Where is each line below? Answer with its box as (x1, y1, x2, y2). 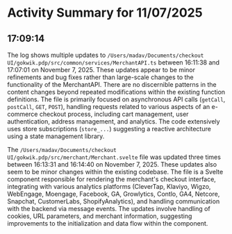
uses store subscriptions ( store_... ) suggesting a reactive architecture (7, 125, 212, 133)
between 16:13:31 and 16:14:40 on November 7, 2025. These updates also (7, 160, 217, 168)
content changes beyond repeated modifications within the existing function (7, 88, 226, 96)
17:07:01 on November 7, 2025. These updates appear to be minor (7, 66, 196, 74)
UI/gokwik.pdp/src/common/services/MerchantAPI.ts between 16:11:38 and (7, 58, 220, 67)
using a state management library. (7, 132, 105, 140)
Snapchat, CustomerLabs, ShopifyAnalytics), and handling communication (7, 197, 220, 206)
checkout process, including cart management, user (39, 110, 189, 118)
